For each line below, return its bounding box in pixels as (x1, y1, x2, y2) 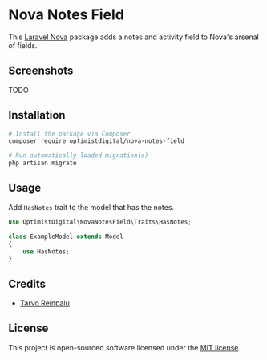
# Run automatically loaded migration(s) (8, 152, 149, 160)
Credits (8, 277, 47, 290)
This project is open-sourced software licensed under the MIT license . (8, 342, 241, 352)
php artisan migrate (8, 159, 78, 168)
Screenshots (8, 64, 74, 78)
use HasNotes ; (22, 247, 70, 256)
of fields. (8, 40, 38, 50)
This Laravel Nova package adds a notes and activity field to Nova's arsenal (8, 32, 259, 42)
